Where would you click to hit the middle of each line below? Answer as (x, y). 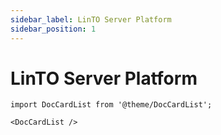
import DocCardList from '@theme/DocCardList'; (111, 105)
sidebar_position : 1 (53, 29)
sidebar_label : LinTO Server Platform (91, 19)
